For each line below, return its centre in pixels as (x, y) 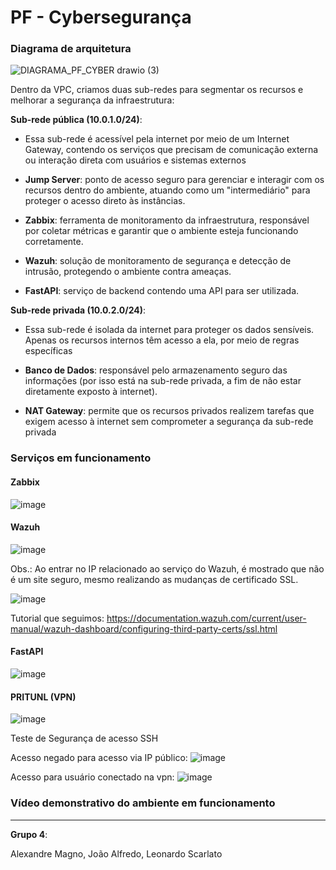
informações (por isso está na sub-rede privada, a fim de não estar (163, 381)
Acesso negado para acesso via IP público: (99, 758)
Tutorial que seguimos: (57, 618)
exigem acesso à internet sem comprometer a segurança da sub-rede (169, 422)
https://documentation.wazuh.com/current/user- (206, 618)
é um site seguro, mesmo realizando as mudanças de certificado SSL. (154, 579)
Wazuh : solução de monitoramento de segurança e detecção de (158, 261)
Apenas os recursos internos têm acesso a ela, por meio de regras (162, 340)
